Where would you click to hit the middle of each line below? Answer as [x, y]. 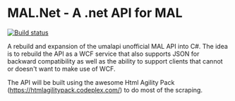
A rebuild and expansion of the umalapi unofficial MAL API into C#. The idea [117, 46]
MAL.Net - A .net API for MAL [95, 13]
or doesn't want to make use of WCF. [61, 69]
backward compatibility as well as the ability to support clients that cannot [115, 61]
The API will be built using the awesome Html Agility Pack [91, 82]
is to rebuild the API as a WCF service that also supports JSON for [103, 54]
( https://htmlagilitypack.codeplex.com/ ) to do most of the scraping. [105, 90]
